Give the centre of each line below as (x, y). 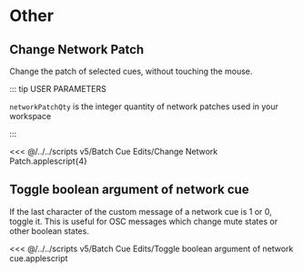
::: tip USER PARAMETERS (58, 89)
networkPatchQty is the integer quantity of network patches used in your (144, 106)
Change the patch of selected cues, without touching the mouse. (131, 71)
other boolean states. (49, 231)
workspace (30, 116)
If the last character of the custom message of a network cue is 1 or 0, (141, 211)
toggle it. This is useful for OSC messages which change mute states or (144, 221)
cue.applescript (39, 258)
